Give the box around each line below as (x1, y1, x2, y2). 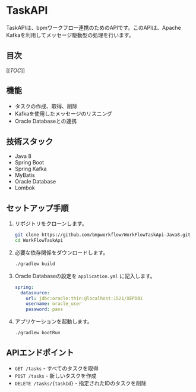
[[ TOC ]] (6, 67, 25, 74)
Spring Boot (14, 159, 45, 166)
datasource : (20, 290, 50, 295)
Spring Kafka (14, 165, 47, 173)
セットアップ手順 (6, 203, 69, 213)
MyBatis (14, 172, 35, 179)
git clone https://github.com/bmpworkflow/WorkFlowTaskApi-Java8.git (14, 232, 191, 238)
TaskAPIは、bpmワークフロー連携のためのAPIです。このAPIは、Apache (6, 24, 181, 31)
